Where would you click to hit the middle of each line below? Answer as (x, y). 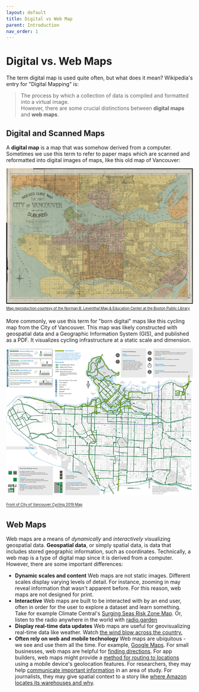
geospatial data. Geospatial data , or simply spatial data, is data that (89, 545)
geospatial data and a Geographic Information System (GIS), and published (98, 334)
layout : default (26, 12)
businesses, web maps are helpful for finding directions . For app (93, 651)
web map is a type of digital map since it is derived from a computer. (90, 558)
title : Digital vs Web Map (39, 19)
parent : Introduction (33, 25)
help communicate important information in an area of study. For (93, 670)
